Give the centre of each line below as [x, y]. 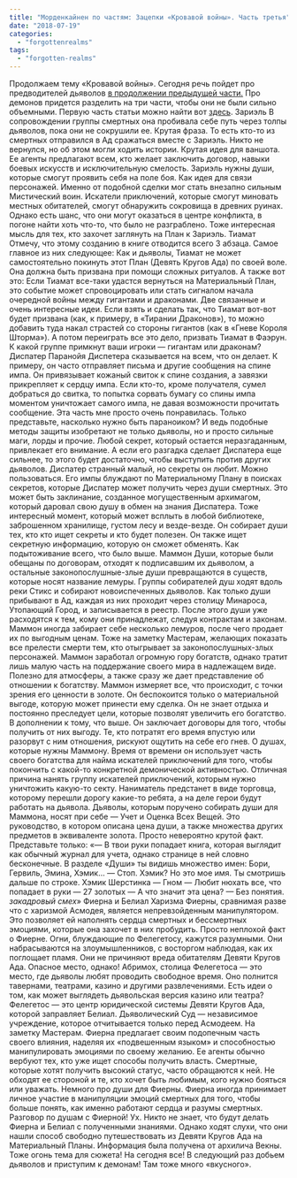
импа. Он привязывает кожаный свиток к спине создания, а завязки [138, 375]
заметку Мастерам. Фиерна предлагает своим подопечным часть [135, 1033]
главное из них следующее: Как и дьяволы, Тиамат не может [125, 252]
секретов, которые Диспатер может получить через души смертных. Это [148, 488]
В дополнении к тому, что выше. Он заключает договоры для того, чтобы [148, 723]
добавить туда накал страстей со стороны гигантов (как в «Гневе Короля [148, 328]
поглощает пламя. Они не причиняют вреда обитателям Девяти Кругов [145, 957]
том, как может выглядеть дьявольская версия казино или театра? [137, 995]
